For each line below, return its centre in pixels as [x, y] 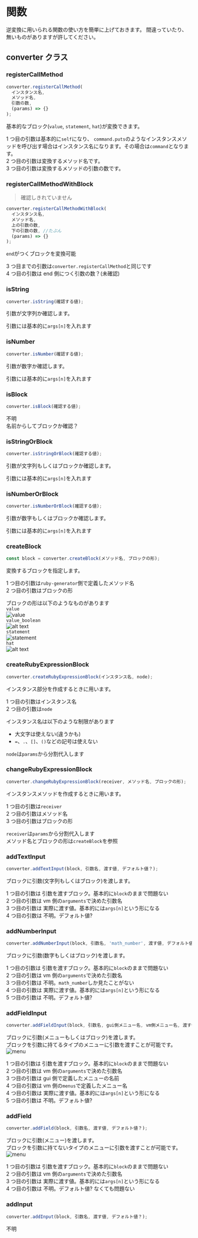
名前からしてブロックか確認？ [42, 426]
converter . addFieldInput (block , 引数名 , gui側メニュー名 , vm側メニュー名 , [93, 1025]
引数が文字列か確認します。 [39, 313]
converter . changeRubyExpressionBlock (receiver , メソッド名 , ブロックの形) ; [96, 782]
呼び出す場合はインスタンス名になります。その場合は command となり [103, 146]
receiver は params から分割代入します [51, 834]
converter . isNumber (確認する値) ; [45, 354]
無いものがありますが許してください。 [52, 37]
